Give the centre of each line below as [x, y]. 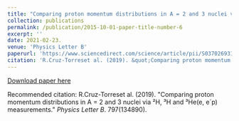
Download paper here [39, 80]
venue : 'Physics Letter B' [47, 47]
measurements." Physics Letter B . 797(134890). [77, 109]
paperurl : [22, 54]
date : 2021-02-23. [34, 41]
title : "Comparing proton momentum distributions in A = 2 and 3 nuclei [117, 14]
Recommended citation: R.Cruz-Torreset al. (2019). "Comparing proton [111, 94]
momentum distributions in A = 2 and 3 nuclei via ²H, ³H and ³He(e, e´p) [113, 102]
